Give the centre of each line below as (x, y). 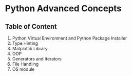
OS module (23, 69)
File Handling (25, 64)
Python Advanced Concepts (63, 9)
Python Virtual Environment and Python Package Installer (69, 38)
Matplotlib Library (30, 48)
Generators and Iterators (37, 59)
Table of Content (31, 27)
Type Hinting (25, 43)
